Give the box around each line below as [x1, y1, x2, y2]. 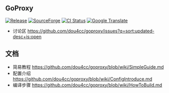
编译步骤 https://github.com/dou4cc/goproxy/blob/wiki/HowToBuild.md [12, 82, 162, 88]
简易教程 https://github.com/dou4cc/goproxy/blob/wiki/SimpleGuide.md [12, 64, 164, 70]
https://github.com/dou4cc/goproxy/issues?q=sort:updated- [27, 28, 155, 34]
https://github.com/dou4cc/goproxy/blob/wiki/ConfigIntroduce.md [12, 76, 153, 82]
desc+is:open [12, 33, 42, 39]
